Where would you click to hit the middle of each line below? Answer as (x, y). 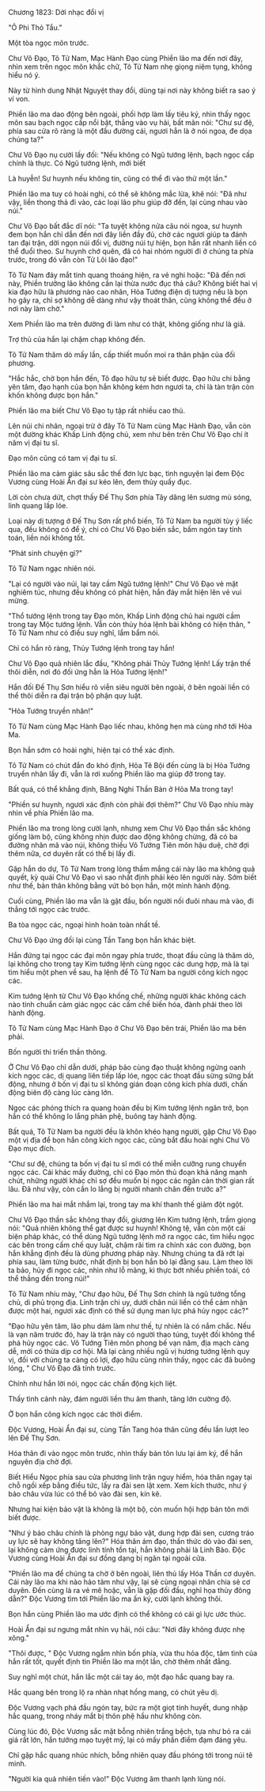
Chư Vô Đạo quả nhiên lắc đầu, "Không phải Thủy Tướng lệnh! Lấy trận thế (130, 664)
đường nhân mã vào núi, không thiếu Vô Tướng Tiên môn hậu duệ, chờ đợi (129, 845)
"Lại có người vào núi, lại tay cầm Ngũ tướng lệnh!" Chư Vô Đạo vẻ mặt (123, 584)
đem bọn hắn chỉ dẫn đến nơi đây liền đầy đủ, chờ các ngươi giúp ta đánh (128, 234)
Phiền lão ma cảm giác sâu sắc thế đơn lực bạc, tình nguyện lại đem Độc (127, 473)
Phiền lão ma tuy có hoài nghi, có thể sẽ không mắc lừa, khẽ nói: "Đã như (127, 194)
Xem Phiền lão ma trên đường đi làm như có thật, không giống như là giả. (127, 324)
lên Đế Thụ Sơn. (34, 1438)
